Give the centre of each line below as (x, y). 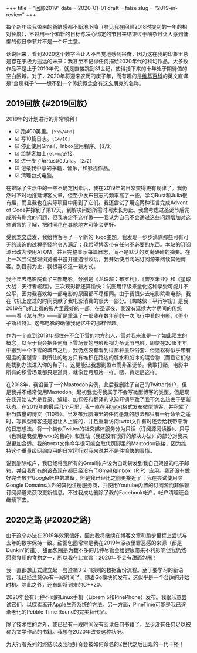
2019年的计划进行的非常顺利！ (43, 119)
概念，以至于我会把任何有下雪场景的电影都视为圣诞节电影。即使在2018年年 (97, 342)
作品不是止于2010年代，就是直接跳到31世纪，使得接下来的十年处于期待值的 (97, 68)
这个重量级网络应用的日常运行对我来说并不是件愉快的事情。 (83, 450)
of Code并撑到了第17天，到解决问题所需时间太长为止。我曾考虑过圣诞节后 (95, 210)
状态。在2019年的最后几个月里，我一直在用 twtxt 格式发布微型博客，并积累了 (98, 406)
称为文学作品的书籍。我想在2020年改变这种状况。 (67, 631)
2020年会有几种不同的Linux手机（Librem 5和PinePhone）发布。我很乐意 (94, 597)
